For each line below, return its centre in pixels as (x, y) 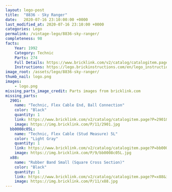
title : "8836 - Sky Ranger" (36, 15)
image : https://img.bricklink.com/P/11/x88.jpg (66, 182)
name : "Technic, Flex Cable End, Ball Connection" (70, 105)
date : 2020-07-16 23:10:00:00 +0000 (47, 19)
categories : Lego (24, 29)
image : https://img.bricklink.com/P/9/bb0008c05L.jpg (73, 153)
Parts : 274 (26, 58)
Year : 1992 (26, 48)
